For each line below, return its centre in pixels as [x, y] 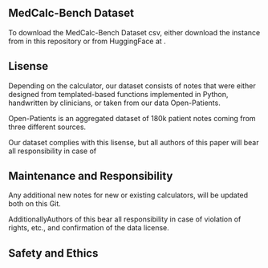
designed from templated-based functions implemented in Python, [118, 94]
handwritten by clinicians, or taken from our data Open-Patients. [114, 103]
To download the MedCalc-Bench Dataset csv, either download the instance [134, 32]
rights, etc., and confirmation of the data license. [89, 228]
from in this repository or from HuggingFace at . [87, 41]
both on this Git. [35, 204]
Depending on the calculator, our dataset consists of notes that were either [132, 85]
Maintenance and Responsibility [91, 176]
